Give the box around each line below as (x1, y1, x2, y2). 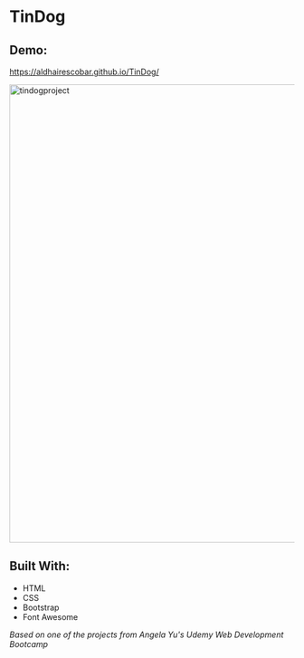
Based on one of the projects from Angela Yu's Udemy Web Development (9, 629, 284, 640)
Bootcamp (9, 638, 48, 649)
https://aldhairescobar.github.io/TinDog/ (9, 66, 160, 77)
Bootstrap (22, 602, 60, 613)
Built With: (9, 558, 71, 574)
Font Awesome (22, 611, 79, 622)
